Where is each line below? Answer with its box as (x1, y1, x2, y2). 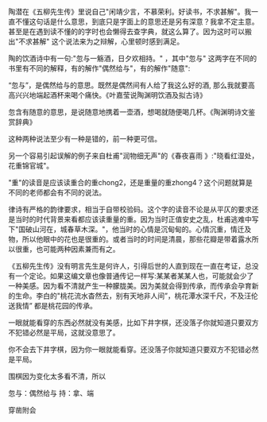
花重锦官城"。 (8, 161, 54, 170)
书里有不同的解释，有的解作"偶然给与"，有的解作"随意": (8, 64, 191, 73)
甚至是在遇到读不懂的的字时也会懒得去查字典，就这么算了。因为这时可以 (8, 27, 245, 36)
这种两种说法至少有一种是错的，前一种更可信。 (8, 134, 161, 143)
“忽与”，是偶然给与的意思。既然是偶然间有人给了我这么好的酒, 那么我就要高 (8, 80, 256, 90)
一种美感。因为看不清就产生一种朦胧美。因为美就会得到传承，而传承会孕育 (8, 281, 252, 290)
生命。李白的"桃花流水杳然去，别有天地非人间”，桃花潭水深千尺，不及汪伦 (14, 291, 258, 300)
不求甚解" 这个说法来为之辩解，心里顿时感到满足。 (18, 37, 184, 46)
